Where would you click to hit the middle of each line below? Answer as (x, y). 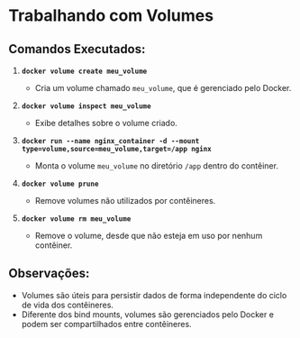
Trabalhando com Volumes (111, 16)
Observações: (49, 274)
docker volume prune (60, 184)
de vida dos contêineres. (68, 305)
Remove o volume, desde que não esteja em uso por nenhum (149, 236)
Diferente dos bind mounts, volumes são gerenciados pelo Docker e (147, 314)
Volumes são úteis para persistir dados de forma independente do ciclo (154, 295)
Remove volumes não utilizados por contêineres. (125, 201)
